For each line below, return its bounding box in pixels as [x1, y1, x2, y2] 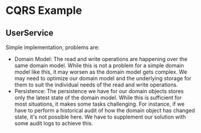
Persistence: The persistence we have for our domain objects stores [14, 88, 184, 94]
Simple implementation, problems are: [5, 44, 100, 51]
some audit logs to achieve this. [14, 120, 93, 127]
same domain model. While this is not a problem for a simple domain [14, 62, 184, 69]
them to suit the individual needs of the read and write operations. [14, 81, 178, 88]
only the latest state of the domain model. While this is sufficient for [14, 94, 182, 101]
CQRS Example [5, 4, 82, 18]
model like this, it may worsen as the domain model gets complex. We [14, 68, 188, 76]
